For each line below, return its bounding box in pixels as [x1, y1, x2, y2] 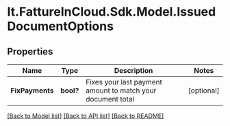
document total [85, 95, 135, 104]
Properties [7, 46, 53, 57]
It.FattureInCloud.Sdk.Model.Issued [7, 4, 216, 20]
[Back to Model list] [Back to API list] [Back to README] [7, 112, 164, 120]
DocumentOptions [7, 18, 114, 34]
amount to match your [85, 86, 157, 95]
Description [114, 66, 153, 75]
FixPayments [10, 86, 54, 95]
